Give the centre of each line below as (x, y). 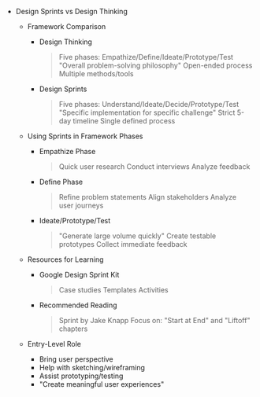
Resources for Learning (65, 259)
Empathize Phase (67, 151)
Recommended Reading (78, 305)
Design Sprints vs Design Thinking (71, 11)
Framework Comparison (67, 26)
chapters (73, 329)
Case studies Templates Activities (113, 290)
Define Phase (61, 182)
